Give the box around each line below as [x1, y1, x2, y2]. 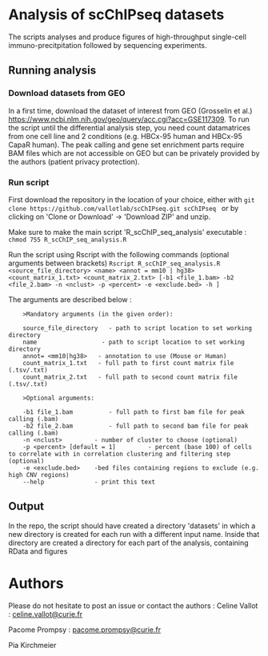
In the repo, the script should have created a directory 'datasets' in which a [8, 521, 256, 531]
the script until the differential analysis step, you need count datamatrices [8, 122, 250, 133]
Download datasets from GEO [8, 88, 126, 99]
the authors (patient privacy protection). [8, 157, 140, 166]
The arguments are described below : [8, 294, 132, 304]
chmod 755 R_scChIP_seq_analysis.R [8, 236, 127, 244]
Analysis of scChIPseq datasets [8, 6, 225, 24]
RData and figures [8, 546, 68, 556]
